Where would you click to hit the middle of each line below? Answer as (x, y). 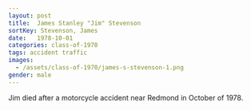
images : (21, 61)
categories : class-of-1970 (53, 45)
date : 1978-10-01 (41, 38)
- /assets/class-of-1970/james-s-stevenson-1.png (100, 68)
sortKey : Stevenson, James (53, 30)
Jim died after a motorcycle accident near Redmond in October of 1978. (126, 97)
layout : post (30, 16)
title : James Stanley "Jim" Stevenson (75, 23)
